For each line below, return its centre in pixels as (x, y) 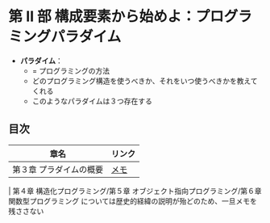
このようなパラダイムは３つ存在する (92, 101)
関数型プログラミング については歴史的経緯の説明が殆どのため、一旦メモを (133, 201)
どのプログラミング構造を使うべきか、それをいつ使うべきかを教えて (145, 81)
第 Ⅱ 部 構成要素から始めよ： (102, 17)
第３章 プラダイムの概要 (58, 169)
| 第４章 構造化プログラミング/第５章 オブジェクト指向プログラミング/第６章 (135, 191)
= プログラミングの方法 (71, 70)
